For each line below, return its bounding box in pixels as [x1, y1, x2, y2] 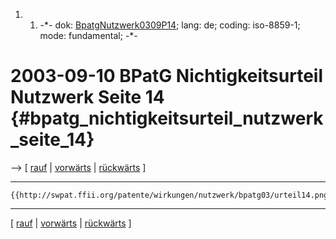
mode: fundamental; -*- [39, 30, 138, 41]
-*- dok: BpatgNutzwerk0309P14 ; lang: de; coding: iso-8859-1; [39, 19, 301, 31]
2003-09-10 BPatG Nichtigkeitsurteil [10, 65, 323, 88]
